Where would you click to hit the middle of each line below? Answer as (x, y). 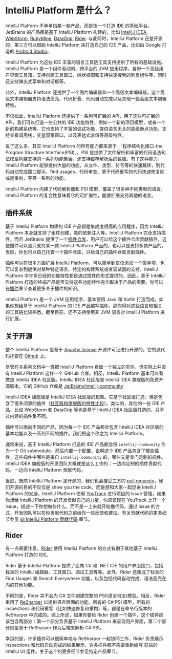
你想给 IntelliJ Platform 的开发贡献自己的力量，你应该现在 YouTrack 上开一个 (86, 500)
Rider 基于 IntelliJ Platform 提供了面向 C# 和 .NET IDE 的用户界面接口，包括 (84, 566)
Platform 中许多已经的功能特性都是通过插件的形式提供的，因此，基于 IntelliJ (85, 275)
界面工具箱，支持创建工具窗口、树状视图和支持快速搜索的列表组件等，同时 (88, 75)
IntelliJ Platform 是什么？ (59, 10)
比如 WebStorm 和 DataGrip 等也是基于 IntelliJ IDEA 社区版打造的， (84, 410)
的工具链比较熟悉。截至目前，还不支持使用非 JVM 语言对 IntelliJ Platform (82, 312)
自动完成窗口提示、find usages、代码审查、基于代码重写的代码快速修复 (85, 172)
